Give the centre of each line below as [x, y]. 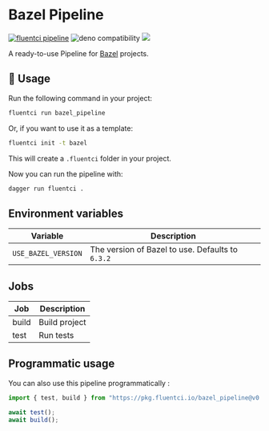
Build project [62, 322]
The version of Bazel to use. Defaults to [164, 250]
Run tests [56, 335]
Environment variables [66, 213]
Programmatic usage [62, 364]
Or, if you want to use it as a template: [71, 128]
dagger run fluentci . [46, 189]
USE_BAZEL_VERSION [47, 254]
